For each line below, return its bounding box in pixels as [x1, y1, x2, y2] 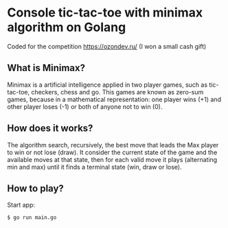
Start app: [7, 201, 36, 209]
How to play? [7, 183, 64, 194]
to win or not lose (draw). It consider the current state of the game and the [7, 148, 218, 156]
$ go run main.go [7, 214, 57, 221]
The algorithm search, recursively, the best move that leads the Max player [7, 141, 219, 149]
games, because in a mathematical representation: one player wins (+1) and [7, 95, 222, 103]
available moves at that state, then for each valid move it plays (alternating [7, 155, 218, 163]
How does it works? [7, 123, 93, 134]
